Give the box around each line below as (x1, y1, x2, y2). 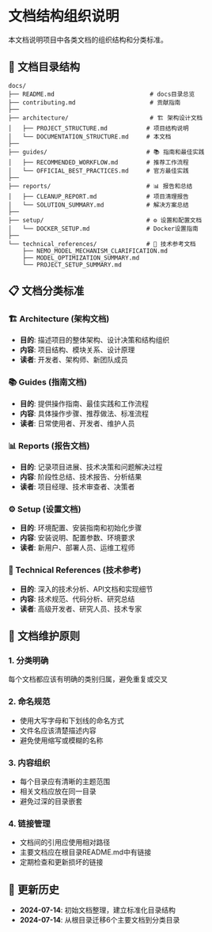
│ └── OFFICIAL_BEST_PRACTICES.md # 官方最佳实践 (8, 167, 189, 175)
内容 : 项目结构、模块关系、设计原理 (19, 345, 135, 354)
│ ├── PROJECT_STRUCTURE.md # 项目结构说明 (8, 124, 189, 132)
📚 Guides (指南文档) (8, 377, 87, 388)
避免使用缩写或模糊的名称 (19, 735, 104, 744)
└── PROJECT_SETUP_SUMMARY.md (22, 260, 123, 269)
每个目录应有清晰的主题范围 (19, 776, 111, 786)
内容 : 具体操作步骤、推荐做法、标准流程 (19, 408, 149, 418)
